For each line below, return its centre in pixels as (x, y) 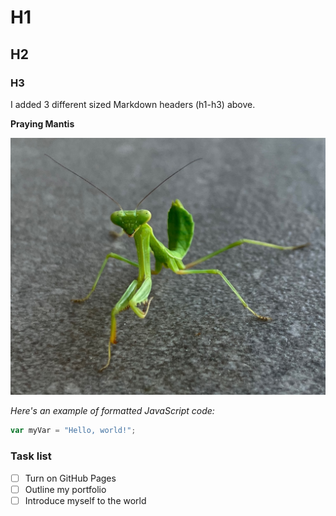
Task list (31, 456)
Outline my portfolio (65, 489)
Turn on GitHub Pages (70, 478)
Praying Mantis (42, 123)
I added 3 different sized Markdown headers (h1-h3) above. (133, 104)
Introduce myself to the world (85, 500)
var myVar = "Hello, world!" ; (73, 431)
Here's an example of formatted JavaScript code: (112, 411)
